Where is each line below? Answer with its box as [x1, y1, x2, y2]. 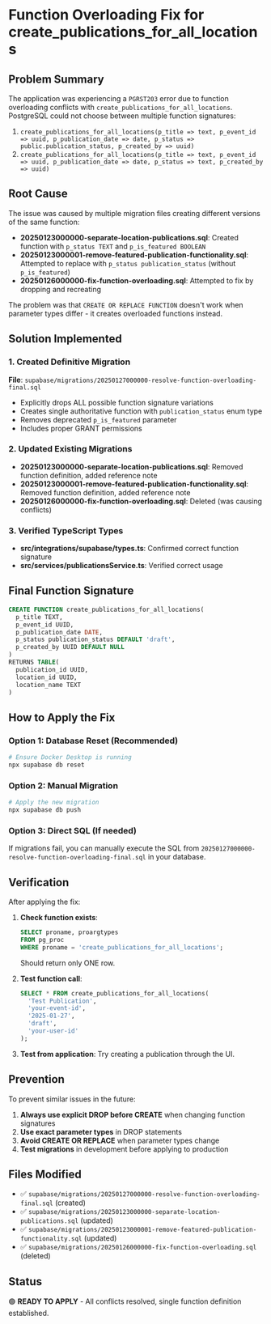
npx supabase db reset [8, 761, 85, 769]
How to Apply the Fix [8, 711, 116, 724]
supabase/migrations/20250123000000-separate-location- [28, 1208, 221, 1216]
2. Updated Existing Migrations [8, 443, 133, 455]
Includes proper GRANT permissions [19, 423, 143, 433]
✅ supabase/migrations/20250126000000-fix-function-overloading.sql [19, 1242, 257, 1252]
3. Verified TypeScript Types [8, 524, 124, 536]
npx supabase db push [8, 806, 82, 814]
